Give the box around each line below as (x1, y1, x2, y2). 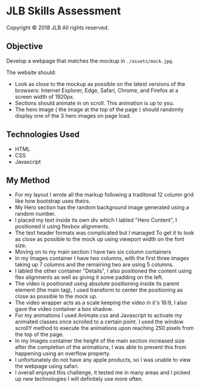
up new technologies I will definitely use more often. (14, 375, 143, 383)
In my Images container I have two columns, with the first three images (14, 255, 189, 262)
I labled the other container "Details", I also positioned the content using (14, 267, 192, 274)
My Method (6, 175, 50, 185)
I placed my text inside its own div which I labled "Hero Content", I (14, 216, 177, 224)
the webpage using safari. (14, 363, 79, 370)
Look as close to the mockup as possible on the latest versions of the (14, 80, 186, 87)
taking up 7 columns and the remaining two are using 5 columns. (14, 261, 174, 268)
